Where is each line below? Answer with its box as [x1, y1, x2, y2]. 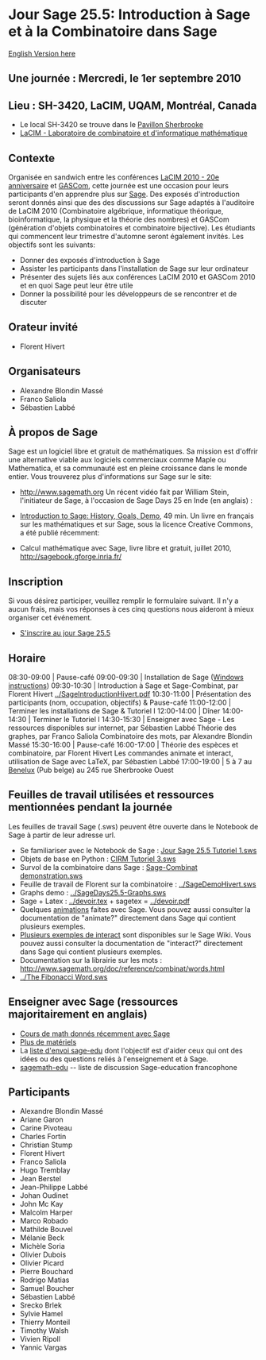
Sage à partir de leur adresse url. [8, 830, 116, 840]
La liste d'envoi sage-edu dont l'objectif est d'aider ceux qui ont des [19, 1045, 244, 1055]
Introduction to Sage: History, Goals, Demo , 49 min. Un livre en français [19, 511, 254, 521]
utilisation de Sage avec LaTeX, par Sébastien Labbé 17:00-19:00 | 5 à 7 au [8, 757, 253, 767]
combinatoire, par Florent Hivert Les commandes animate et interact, [8, 748, 233, 758]
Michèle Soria [19, 1242, 65, 1251]
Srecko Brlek [19, 1300, 62, 1310]
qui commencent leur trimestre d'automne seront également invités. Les [8, 231, 245, 241]
